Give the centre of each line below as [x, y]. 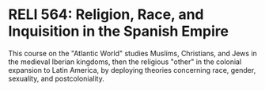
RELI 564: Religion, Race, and [106, 15]
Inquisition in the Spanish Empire [119, 31]
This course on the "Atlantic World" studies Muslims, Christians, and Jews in [132, 53]
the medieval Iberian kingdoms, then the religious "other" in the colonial [125, 62]
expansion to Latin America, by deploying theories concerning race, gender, [132, 70]
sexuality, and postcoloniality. [56, 78]
